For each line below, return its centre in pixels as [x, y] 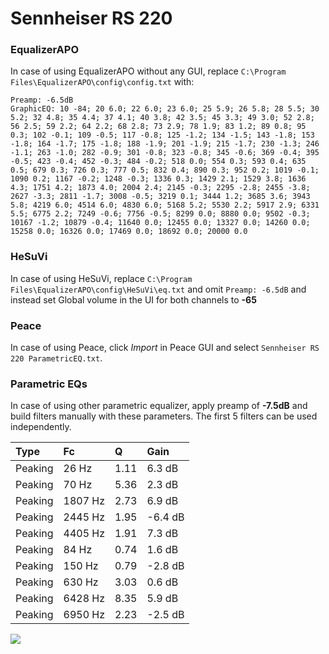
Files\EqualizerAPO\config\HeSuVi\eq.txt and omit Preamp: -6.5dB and [158, 289]
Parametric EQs [49, 384]
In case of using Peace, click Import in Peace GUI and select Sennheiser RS [165, 348]
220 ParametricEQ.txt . [56, 358]
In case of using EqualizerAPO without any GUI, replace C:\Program [148, 71]
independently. [41, 427]
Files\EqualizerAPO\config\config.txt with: [102, 82]
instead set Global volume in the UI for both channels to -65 [133, 299]
